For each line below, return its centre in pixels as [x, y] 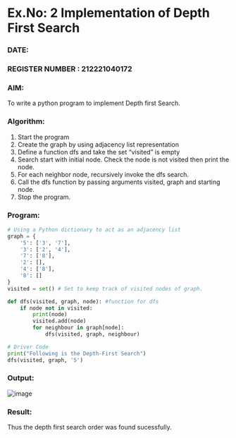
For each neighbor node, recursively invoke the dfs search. [103, 174]
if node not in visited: [56, 308]
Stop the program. [44, 197]
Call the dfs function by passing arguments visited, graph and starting [119, 182]
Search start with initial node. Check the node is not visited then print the [123, 159]
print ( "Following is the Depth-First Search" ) [77, 353]
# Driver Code [28, 347]
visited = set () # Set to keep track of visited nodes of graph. [105, 288]
